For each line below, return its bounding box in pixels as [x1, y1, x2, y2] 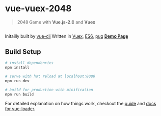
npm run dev [5, 78, 29, 83]
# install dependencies [5, 61, 54, 66]
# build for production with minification [5, 87, 93, 92]
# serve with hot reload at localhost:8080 [5, 74, 96, 79]
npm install [5, 65, 29, 70]
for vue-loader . [5, 106, 36, 112]
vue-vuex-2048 [5, 3, 72, 14]
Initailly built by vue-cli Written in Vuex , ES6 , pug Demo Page [5, 33, 129, 39]
